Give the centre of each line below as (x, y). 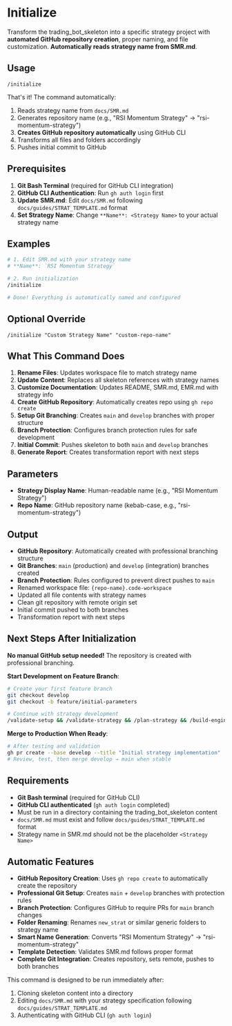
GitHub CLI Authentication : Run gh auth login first (90, 193)
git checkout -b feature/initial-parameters (72, 702)
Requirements (38, 781)
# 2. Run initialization (43, 279)
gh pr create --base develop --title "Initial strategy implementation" (114, 753)
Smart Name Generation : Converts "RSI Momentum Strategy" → (109, 937)
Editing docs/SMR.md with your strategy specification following (104, 1000)
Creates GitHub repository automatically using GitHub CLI (101, 132)
